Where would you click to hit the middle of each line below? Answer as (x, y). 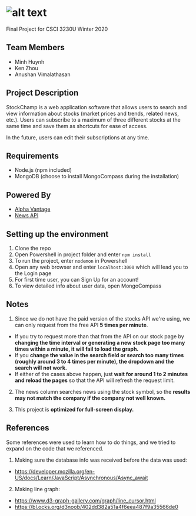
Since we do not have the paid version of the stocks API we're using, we (102, 318)
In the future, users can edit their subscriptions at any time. (78, 137)
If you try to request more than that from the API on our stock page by (99, 336)
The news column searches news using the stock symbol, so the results (102, 391)
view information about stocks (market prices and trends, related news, (93, 113)
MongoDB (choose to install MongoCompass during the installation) (97, 177)
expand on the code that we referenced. (55, 448)
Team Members (35, 48)
